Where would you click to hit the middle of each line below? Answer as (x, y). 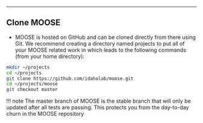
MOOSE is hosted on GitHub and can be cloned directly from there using (105, 37)
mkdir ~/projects (28, 67)
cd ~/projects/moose (32, 84)
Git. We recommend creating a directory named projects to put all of (100, 43)
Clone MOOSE (34, 22)
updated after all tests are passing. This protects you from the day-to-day (98, 107)
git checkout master (32, 90)
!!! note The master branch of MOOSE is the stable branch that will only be (99, 101)
